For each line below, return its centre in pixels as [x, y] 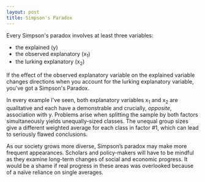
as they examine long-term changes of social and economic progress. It [97, 159]
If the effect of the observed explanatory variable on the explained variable [101, 75]
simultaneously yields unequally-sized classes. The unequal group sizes [97, 121]
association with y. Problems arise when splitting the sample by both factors [102, 114]
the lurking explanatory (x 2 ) [50, 62]
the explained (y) [36, 47]
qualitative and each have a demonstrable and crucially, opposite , [89, 108]
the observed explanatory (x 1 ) [53, 54]
